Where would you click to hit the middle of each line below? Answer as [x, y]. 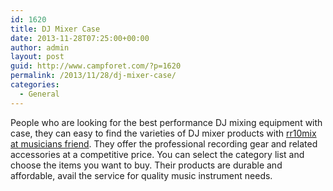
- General [39, 94]
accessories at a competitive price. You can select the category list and [157, 154]
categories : [35, 85]
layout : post [37, 57]
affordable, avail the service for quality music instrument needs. [141, 175]
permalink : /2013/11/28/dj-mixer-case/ [93, 76]
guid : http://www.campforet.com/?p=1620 [96, 66]
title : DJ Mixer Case [55, 29]
